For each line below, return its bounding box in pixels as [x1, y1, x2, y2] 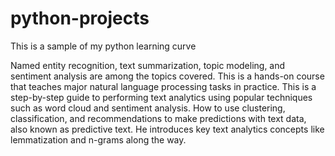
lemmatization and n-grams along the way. [10, 133, 187, 146]
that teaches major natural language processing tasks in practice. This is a [10, 80, 317, 92]
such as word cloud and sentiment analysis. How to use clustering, [10, 102, 286, 114]
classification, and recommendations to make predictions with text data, [10, 112, 307, 124]
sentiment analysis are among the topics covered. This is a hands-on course [10, 70, 325, 82]
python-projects [10, 7, 150, 30]
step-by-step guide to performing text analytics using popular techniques [10, 91, 313, 103]
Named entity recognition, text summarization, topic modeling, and [10, 59, 286, 71]
